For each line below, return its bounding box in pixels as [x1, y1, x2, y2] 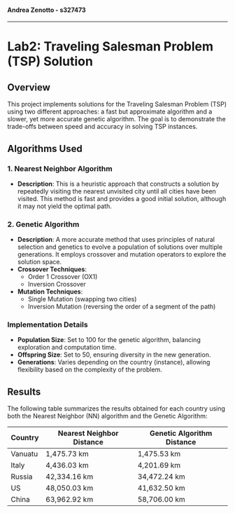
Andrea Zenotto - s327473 [7, 6, 86, 14]
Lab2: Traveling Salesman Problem [7, 39, 214, 55]
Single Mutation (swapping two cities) [27, 295, 137, 303]
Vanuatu [10, 449, 38, 459]
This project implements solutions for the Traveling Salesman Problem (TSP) [7, 100, 227, 109]
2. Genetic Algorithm [7, 219, 80, 229]
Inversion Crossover [27, 280, 86, 289]
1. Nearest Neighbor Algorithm [7, 163, 113, 173]
